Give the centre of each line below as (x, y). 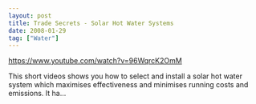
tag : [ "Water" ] (34, 38)
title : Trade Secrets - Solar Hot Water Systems (91, 23)
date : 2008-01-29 (37, 30)
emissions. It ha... (37, 94)
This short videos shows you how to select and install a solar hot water (126, 76)
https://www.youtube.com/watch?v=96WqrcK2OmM (95, 61)
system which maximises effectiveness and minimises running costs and (128, 85)
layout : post (30, 16)
